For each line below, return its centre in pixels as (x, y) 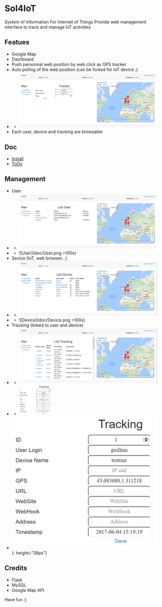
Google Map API (28, 590)
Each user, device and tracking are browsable (57, 132)
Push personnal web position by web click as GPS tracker (69, 64)
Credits (16, 568)
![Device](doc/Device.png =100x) (52, 320)
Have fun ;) (16, 599)
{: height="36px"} (29, 553)
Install (17, 159)
